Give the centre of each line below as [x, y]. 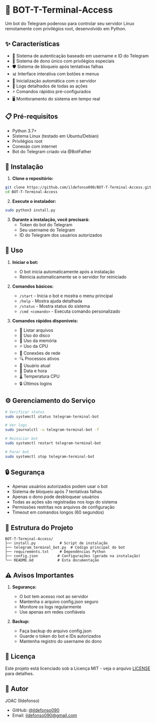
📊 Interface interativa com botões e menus [56, 74]
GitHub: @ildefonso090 [36, 710]
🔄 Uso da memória [38, 341]
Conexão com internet [34, 146]
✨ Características [32, 44]
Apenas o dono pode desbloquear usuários [56, 497]
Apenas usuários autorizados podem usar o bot [60, 486]
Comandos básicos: [33, 286]
